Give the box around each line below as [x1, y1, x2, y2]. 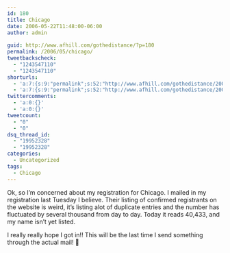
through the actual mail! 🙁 [7, 238, 80, 246]
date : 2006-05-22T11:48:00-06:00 [7, 23, 103, 29]
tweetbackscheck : [7, 55, 57, 62]
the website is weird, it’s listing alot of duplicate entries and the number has [7, 203, 220, 211]
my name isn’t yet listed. [7, 217, 76, 226]
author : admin [7, 29, 48, 36]
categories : [7, 150, 41, 158]
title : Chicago [7, 16, 51, 23]
